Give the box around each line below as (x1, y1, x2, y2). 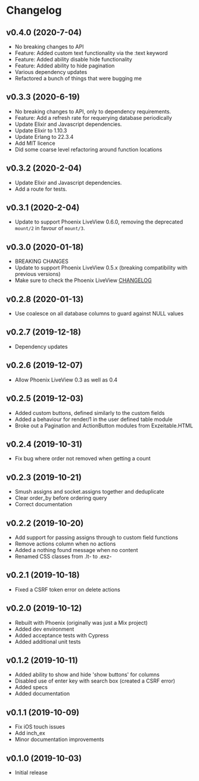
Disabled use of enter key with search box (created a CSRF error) (14, 677, 176, 684)
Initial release (14, 769, 48, 776)
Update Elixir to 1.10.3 (14, 126, 67, 134)
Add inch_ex (14, 730, 46, 737)
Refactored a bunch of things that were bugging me (14, 75, 142, 82)
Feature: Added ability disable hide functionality (14, 56, 132, 63)
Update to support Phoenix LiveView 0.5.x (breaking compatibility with (14, 264, 188, 271)
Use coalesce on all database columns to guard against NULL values (14, 310, 184, 317)
